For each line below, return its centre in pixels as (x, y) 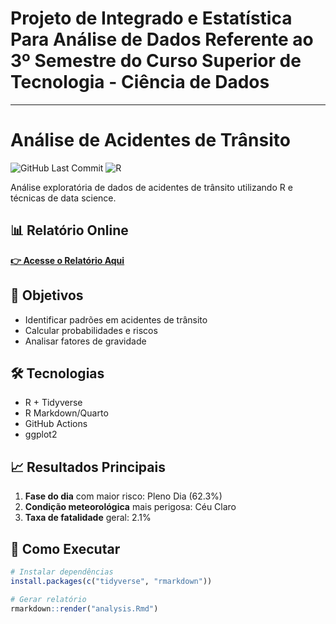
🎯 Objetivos (47, 295)
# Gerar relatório (48, 599)
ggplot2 (41, 434)
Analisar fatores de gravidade (85, 341)
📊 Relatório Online (69, 230)
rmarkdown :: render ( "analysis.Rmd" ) (84, 608)
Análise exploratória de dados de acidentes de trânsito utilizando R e (151, 187)
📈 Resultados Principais (88, 467)
